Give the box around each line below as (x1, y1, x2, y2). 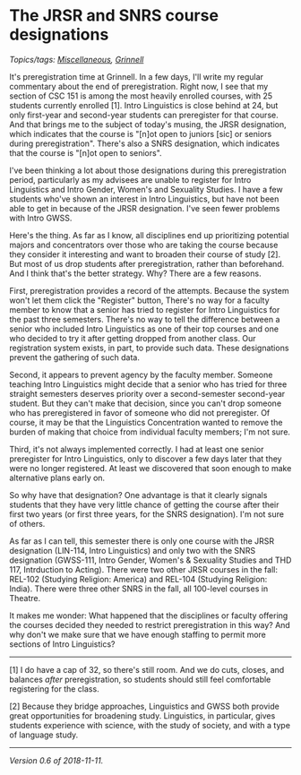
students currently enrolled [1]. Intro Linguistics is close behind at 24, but (9, 99, 279, 110)
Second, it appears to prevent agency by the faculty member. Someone (9, 369, 273, 380)
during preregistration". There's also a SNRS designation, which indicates (9, 138, 280, 149)
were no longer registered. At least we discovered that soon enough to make (9, 462, 292, 473)
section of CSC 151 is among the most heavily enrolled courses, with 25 (9, 90, 273, 101)
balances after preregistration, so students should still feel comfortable (9, 674, 271, 685)
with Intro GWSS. (9, 212, 73, 223)
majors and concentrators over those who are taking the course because (9, 239, 279, 250)
